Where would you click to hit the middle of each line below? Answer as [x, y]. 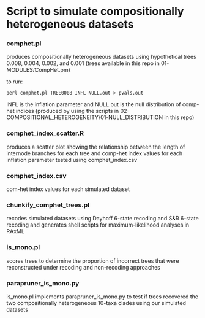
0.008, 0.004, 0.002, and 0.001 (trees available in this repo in [83, 63]
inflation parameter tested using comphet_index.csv [72, 160]
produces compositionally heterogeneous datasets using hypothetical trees [102, 57]
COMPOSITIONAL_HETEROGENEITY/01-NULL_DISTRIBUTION [85, 117]
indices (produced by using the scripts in [67, 111]
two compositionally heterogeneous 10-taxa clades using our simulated [96, 303]
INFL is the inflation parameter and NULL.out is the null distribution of [94, 104]
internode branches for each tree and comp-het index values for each [95, 153]
